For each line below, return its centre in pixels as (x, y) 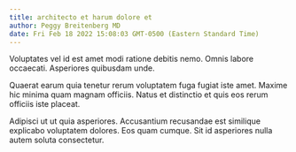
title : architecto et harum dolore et (81, 17)
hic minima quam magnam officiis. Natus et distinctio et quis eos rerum (139, 95)
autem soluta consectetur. (57, 140)
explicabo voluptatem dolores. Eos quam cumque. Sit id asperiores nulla (141, 131)
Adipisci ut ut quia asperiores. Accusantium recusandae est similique (135, 121)
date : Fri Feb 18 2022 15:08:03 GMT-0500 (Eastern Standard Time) (134, 34)
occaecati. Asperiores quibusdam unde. (82, 68)
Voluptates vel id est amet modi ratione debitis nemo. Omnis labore (132, 59)
